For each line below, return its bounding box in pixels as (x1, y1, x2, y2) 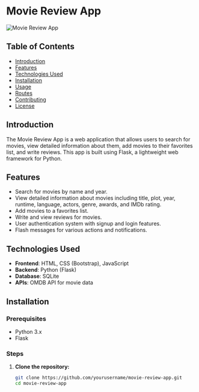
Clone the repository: (14, 363, 70, 370)
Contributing (14, 96, 46, 103)
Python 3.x (14, 328, 42, 335)
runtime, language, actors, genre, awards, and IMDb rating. (14, 201, 162, 208)
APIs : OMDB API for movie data (14, 279, 93, 286)
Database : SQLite (14, 272, 60, 280)
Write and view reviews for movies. (14, 213, 102, 221)
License (14, 102, 35, 109)
